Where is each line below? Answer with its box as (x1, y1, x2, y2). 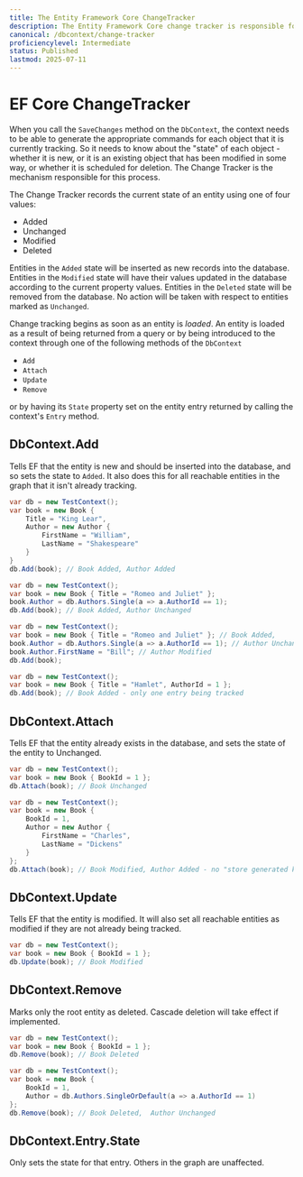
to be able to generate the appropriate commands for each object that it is (9, 133, 284, 144)
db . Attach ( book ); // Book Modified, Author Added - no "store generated (9, 865, 289, 874)
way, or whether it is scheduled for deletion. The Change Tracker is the (9, 161, 273, 172)
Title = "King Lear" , (25, 514, 106, 523)
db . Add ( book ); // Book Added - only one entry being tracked (9, 689, 244, 698)
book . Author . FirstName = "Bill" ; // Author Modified (9, 647, 212, 657)
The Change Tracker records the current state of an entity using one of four (9, 189, 291, 199)
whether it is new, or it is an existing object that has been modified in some (9, 152, 287, 163)
